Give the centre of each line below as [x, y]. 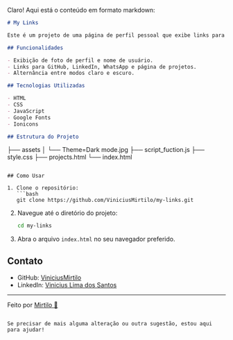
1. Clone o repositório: [43, 188]
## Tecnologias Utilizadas [46, 86]
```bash [27, 194]
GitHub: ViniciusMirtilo [49, 278]
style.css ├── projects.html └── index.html [70, 157]
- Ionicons [23, 124]
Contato [25, 261]
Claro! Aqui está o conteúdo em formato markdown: [81, 10]
